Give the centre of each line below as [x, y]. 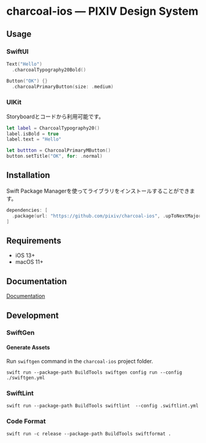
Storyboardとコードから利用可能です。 [55, 116]
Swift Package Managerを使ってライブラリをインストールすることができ [98, 191]
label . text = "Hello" [34, 139]
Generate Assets [28, 347]
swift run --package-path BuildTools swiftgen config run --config [94, 372]
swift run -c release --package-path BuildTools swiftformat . [89, 434]
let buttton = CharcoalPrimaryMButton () [59, 151]
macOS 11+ [29, 262]
